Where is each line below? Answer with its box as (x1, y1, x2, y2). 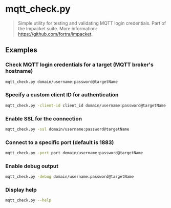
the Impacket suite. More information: (17, 25, 97, 31)
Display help (5, 186, 37, 194)
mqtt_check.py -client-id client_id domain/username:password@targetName (5, 103, 166, 108)
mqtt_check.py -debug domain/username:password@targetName (5, 174, 134, 179)
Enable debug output (5, 162, 59, 170)
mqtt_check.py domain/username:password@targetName (5, 79, 118, 85)
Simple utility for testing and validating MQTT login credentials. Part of (17, 20, 166, 26)
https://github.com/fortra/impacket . (17, 31, 93, 37)
